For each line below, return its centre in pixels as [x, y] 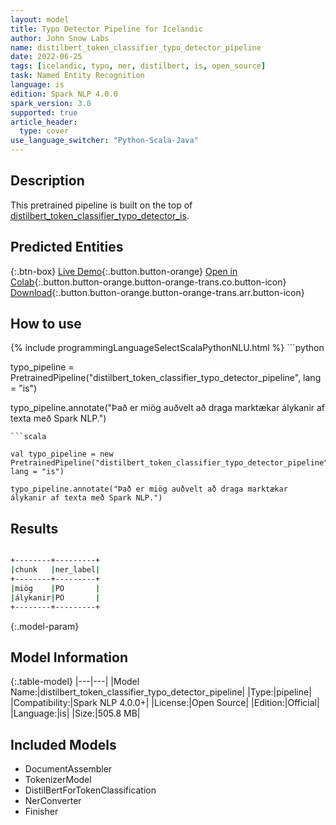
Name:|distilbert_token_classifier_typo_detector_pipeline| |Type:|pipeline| [161, 692]
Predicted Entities [67, 247]
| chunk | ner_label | [55, 570]
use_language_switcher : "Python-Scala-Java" [104, 141]
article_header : [44, 122]
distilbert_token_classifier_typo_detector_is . [100, 215]
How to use [46, 324]
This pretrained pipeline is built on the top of [101, 205]
